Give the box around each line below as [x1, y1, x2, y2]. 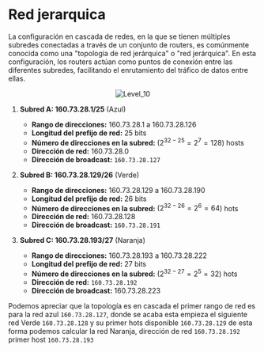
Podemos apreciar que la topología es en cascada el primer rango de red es [8, 301, 255, 310]
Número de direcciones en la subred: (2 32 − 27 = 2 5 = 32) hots [31, 267, 239, 278]
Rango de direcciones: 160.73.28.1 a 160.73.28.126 [31, 119, 197, 129]
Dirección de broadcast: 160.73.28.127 [31, 154, 160, 164]
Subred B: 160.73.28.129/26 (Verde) [19, 170, 140, 180]
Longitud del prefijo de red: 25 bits [31, 128, 147, 138]
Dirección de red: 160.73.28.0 [31, 146, 129, 156]
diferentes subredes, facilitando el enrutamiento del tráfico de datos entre [8, 65, 249, 74]
